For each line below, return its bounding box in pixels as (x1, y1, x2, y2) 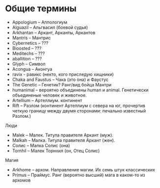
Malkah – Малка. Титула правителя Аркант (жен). (12, 137, 115, 143)
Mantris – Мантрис (12, 35, 51, 41)
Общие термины (5, 3, 77, 14)
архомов (12, 177, 31, 183)
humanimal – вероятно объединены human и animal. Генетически (12, 87, 149, 93)
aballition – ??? (12, 55, 42, 61)
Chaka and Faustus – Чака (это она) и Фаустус (12, 77, 109, 82)
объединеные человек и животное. (12, 92, 87, 98)
